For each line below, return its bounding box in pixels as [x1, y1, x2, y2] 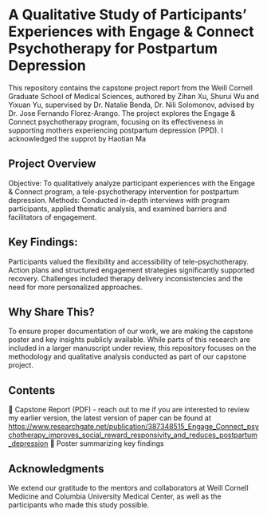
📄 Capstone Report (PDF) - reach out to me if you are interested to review [8, 405, 249, 415]
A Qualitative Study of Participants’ [8, 6, 247, 24]
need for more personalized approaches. [8, 282, 143, 292]
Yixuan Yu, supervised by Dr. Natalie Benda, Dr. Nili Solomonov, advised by [8, 100, 255, 109]
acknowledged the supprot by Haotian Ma [8, 133, 146, 143]
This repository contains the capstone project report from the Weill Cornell [8, 82, 253, 93]
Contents [8, 384, 56, 397]
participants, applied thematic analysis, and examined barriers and [8, 204, 227, 213]
